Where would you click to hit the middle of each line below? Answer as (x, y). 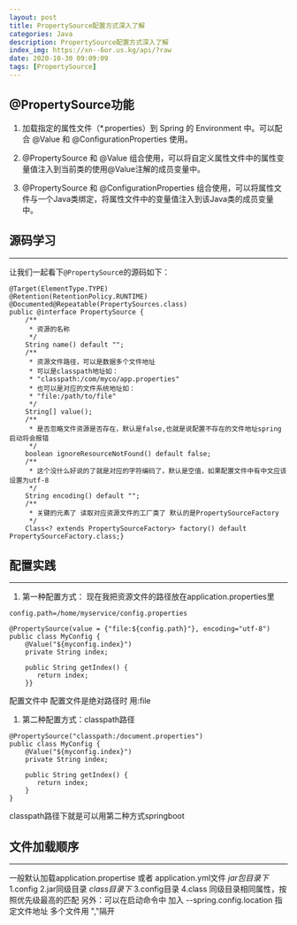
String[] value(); (59, 412)
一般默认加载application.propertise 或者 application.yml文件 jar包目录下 (139, 878)
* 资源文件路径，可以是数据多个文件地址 (92, 361)
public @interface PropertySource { (76, 312)
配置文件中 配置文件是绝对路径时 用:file (80, 701)
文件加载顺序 (44, 847)
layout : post (33, 17)
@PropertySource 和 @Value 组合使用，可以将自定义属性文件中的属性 (149, 158)
